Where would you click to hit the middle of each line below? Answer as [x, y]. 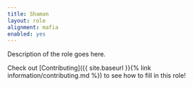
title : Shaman [28, 14]
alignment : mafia [33, 27]
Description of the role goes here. [57, 54]
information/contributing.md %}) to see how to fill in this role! [96, 76]
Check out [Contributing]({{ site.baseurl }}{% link [79, 68]
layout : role [27, 21]
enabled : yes [27, 34]
